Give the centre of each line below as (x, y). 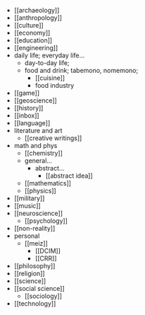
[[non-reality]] (34, 228)
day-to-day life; (47, 63)
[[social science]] (39, 288)
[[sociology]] (43, 296)
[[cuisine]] (50, 78)
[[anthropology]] (38, 18)
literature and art (38, 131)
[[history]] (29, 108)
